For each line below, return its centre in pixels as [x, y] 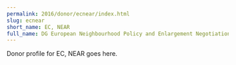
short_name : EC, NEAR [38, 27]
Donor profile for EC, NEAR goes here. [62, 54]
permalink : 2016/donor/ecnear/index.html [68, 14]
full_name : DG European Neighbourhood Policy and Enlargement [100, 34]
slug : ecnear [26, 20]
